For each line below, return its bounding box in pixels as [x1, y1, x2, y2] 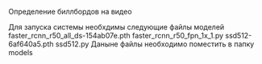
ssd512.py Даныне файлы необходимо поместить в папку [55, 39, 255, 49]
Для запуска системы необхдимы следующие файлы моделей [8, 22, 225, 31]
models [8, 48, 34, 57]
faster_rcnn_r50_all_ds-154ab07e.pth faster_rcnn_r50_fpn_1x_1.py [8, 31, 224, 40]
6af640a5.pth [8, 39, 54, 49]
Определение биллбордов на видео [8, 7, 132, 16]
